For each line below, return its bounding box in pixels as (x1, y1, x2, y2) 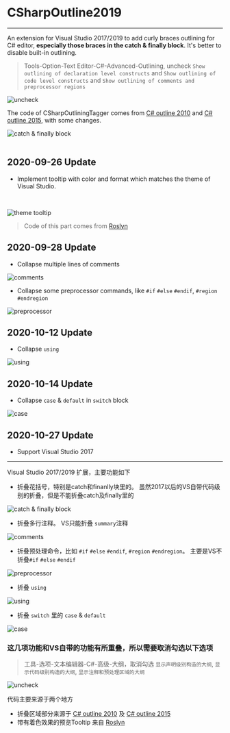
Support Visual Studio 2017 (16, 447, 94, 456)
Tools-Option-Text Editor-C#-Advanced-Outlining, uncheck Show (23, 62, 205, 70)
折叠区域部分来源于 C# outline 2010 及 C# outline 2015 (16, 710, 171, 718)
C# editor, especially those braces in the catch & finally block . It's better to (7, 41, 222, 49)
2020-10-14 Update (7, 378, 93, 390)
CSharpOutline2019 (7, 5, 122, 21)
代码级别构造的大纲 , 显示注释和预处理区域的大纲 (29, 668, 145, 676)
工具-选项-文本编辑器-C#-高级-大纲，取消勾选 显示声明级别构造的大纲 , (23, 660, 214, 669)
